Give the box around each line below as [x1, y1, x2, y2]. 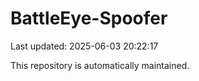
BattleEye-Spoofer [10, 7, 168, 30]
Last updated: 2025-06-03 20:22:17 [10, 40, 159, 52]
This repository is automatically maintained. [10, 59, 190, 71]
